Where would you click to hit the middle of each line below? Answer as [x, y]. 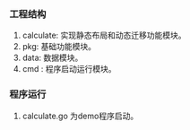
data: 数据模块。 [52, 58]
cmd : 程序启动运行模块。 [69, 69]
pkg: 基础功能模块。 [59, 47]
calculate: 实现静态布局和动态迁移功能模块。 [104, 35]
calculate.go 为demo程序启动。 [80, 116]
